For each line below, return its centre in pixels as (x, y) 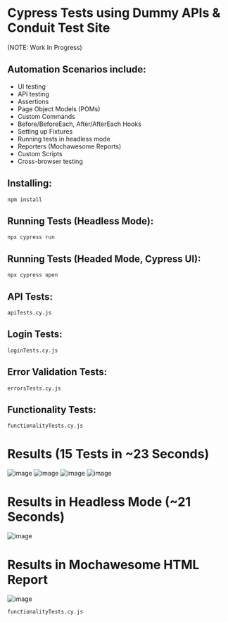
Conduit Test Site (59, 28)
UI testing (31, 87)
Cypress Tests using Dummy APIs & (114, 13)
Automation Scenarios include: (77, 69)
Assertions (33, 101)
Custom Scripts (40, 153)
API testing (33, 94)
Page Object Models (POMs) (59, 109)
